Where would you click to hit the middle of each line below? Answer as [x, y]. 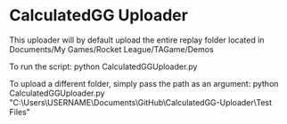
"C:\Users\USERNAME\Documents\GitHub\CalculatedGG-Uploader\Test [141, 102]
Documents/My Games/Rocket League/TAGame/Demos [111, 49]
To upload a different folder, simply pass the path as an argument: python [144, 83]
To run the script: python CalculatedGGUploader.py [103, 66]
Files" [20, 112]
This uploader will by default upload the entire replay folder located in [137, 40]
